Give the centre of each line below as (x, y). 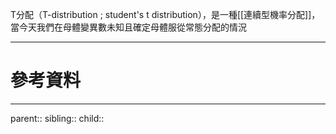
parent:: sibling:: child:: (57, 118)
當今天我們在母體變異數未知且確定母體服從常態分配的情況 (128, 27)
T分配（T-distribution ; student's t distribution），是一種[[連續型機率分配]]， (165, 14)
